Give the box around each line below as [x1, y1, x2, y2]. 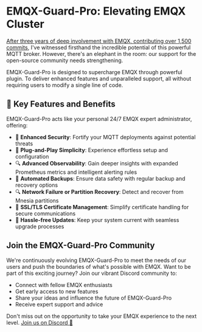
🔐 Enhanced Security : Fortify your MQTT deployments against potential [15, 133, 196, 140]
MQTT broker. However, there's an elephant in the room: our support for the [6, 50, 197, 57]
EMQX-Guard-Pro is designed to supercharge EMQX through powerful [6, 68, 183, 75]
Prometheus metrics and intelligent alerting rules [15, 168, 138, 176]
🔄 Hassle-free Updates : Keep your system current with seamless [15, 216, 179, 223]
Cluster [6, 17, 44, 31]
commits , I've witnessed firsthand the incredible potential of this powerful [6, 44, 191, 51]
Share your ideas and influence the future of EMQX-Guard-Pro [15, 294, 172, 302]
